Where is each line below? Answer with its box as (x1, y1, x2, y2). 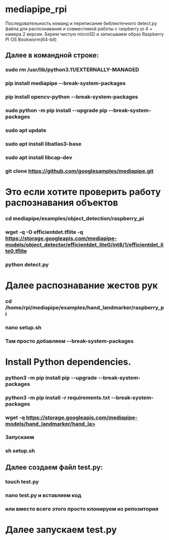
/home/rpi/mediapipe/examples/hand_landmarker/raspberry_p (5, 304, 164, 311)
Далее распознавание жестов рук (5, 280, 158, 291)
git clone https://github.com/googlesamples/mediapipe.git (5, 167, 154, 174)
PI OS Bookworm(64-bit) (5, 36, 57, 42)
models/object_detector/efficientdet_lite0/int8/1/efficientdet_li (5, 241, 163, 248)
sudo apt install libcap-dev (5, 154, 72, 161)
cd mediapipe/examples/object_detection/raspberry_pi (5, 215, 144, 222)
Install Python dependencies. (5, 356, 132, 368)
